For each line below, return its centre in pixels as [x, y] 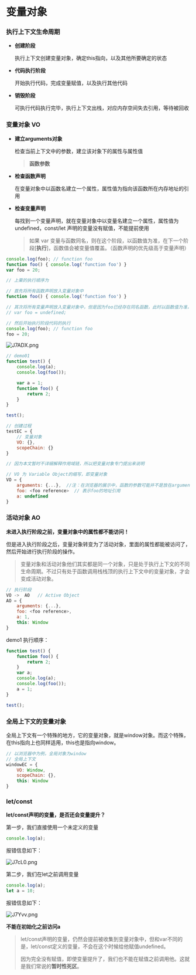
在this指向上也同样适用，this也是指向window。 [63, 742]
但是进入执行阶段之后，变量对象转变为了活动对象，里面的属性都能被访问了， [98, 544]
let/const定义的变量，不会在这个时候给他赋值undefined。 [100, 946]
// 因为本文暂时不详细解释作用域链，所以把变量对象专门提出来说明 [75, 464]
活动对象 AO [23, 518]
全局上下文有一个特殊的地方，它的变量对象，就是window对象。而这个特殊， [97, 735]
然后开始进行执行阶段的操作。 [42, 551]
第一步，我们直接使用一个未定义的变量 [52, 827]
